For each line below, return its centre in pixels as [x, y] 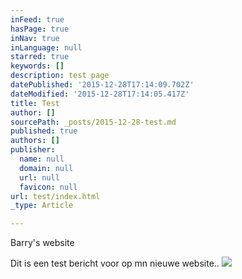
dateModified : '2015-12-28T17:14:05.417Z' [100, 94]
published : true [44, 131]
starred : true [40, 57]
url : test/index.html [55, 196]
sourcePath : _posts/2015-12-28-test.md [93, 122]
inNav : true [35, 38]
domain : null [46, 168]
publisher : [33, 150]
